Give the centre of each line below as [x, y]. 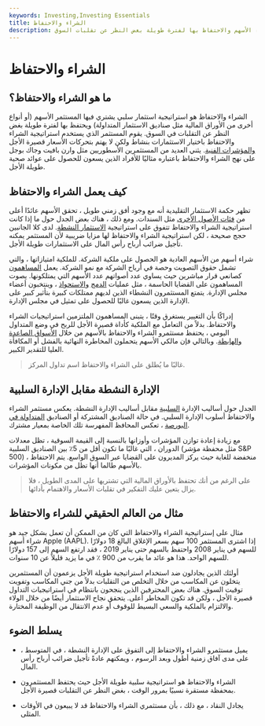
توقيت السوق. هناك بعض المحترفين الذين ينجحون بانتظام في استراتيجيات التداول [126, 589]
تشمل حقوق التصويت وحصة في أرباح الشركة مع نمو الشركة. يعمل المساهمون [123, 267]
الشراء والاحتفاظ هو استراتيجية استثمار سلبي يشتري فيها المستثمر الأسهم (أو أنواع [128, 117]
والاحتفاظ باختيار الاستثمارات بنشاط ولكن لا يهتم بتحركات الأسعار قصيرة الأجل [122, 141]
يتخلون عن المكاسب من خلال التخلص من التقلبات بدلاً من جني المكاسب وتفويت [125, 581]
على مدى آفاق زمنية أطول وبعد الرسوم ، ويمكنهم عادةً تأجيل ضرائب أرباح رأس [134, 658]
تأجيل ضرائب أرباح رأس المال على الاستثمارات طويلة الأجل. [96, 244]
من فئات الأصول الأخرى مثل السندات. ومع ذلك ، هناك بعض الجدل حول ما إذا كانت [127, 219]
